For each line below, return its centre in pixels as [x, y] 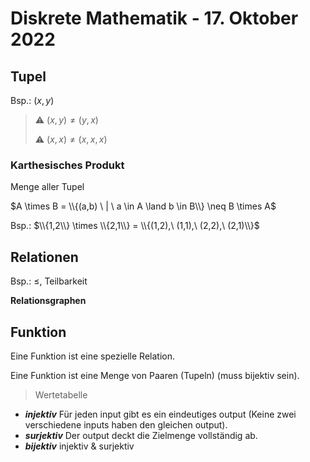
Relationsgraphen [48, 301]
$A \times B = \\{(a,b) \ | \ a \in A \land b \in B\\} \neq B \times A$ [143, 206]
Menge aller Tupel [47, 187]
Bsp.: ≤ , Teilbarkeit [49, 281]
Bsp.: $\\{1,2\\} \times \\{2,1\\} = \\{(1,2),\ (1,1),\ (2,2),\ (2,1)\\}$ [135, 226]
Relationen [44, 257]
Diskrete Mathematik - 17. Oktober [154, 18]
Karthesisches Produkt [67, 165]
